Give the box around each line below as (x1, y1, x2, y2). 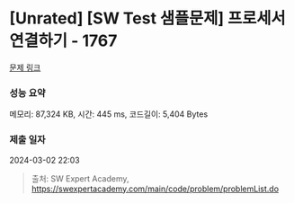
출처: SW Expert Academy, (31, 172, 129, 184)
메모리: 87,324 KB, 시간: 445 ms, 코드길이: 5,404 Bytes (9, 109, 209, 119)
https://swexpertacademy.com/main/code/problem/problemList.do (31, 183, 280, 194)
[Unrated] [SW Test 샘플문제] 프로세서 (9, 8, 286, 29)
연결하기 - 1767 (9, 31, 118, 51)
